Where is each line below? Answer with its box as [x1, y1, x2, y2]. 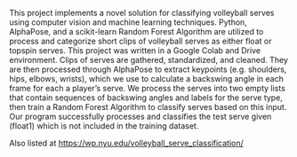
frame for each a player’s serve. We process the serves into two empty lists [9, 83, 286, 93]
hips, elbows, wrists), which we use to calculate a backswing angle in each [9, 74, 285, 83]
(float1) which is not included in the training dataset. [9, 121, 199, 131]
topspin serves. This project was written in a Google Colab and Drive [9, 45, 261, 56]
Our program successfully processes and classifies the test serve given [9, 111, 272, 122]
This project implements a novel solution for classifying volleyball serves [9, 8, 275, 18]
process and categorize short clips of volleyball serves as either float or [9, 35, 272, 46]
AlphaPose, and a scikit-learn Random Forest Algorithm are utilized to [9, 27, 264, 36]
